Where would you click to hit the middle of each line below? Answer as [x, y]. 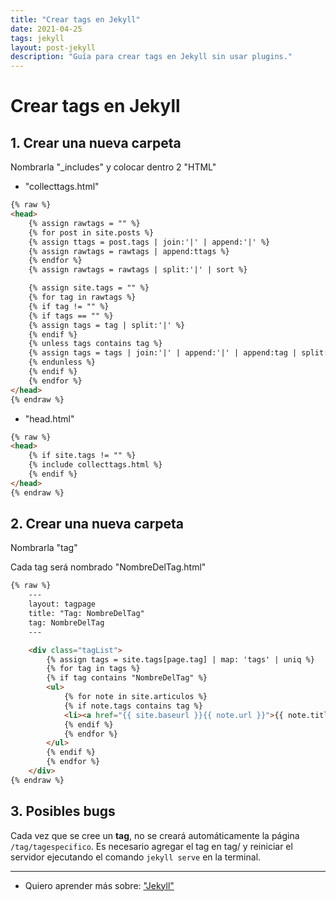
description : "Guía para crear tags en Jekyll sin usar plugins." [151, 57]
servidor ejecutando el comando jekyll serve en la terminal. [136, 857]
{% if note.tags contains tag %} [133, 706]
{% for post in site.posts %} [91, 232]
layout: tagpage [62, 604]
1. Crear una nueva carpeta [96, 142]
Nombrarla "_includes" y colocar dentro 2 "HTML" [113, 167]
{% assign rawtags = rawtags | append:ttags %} [129, 251]
